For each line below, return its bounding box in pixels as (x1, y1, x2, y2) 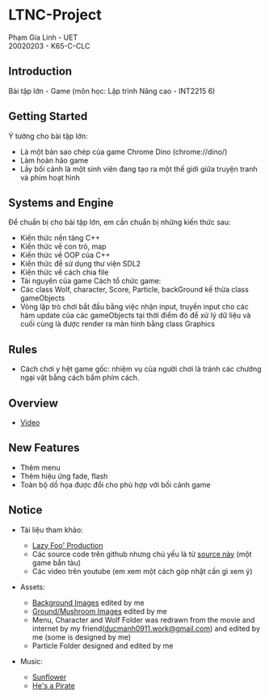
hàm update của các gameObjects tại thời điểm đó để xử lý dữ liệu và (19, 310, 251, 321)
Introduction (8, 65, 73, 79)
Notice (8, 504, 43, 517)
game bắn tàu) (32, 557, 82, 568)
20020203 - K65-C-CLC (8, 40, 90, 50)
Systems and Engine (8, 196, 114, 210)
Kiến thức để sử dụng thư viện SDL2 (19, 259, 141, 269)
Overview (8, 396, 59, 410)
